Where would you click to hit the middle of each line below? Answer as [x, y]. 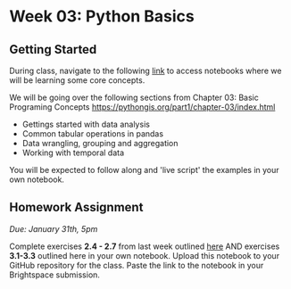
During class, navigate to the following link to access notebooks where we [145, 70]
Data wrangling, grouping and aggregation [100, 143]
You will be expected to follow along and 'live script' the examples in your [144, 170]
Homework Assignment [76, 207]
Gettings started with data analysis [86, 124]
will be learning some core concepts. [77, 80]
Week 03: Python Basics [102, 17]
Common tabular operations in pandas [92, 134]
